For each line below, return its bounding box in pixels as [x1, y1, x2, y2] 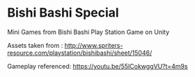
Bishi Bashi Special [7, 5, 120, 21]
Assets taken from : [7, 41, 63, 49]
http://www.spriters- [64, 41, 123, 49]
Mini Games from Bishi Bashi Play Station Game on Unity [7, 28, 170, 36]
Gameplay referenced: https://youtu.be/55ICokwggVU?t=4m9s [7, 62, 188, 70]
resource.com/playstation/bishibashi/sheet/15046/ [7, 49, 153, 57]
